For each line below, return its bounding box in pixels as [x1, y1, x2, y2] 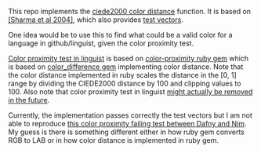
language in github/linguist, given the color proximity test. [8, 38, 194, 48]
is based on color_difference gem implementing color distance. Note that [8, 62, 244, 71]
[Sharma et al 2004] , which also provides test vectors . [8, 15, 184, 24]
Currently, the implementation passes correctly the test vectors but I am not [8, 111, 253, 120]
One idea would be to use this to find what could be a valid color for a [8, 31, 233, 39]
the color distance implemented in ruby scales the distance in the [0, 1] [8, 71, 237, 79]
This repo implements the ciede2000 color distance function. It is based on [8, 7, 252, 16]
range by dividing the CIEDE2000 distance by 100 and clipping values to [8, 78, 241, 88]
